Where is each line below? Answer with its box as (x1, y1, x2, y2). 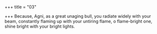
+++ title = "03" (4, 4, 37, 10)
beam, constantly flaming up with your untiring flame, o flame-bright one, (4, 19, 153, 24)
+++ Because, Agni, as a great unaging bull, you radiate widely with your (4, 13, 151, 19)
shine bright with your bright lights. (4, 23, 75, 29)
